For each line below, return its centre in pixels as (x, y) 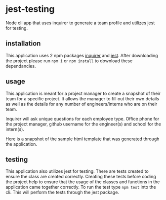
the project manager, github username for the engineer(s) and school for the (83, 124)
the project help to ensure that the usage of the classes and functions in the (83, 182)
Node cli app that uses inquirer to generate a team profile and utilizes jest (80, 23)
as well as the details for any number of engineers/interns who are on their (82, 104)
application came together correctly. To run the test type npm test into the (81, 187)
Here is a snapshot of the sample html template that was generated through (83, 139)
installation (23, 44)
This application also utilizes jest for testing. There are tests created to (77, 171)
